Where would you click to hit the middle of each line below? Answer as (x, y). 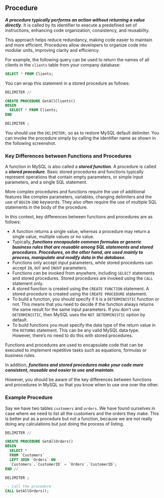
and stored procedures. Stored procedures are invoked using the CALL (82, 278)
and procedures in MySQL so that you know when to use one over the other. (82, 385)
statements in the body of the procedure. (47, 207)
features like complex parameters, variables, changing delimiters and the (79, 197)
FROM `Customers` (27, 455)
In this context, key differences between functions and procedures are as (79, 217)
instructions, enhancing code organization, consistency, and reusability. (77, 30)
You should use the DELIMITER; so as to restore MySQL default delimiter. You (82, 133)
